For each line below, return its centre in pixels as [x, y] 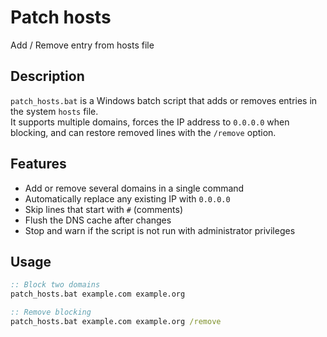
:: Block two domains [55, 285]
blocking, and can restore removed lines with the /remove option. [143, 132]
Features [38, 164]
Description [47, 76]
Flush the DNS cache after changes [98, 220]
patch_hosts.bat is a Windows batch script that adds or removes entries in [164, 100]
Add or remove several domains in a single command [134, 188]
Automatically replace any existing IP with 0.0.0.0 [127, 198]
